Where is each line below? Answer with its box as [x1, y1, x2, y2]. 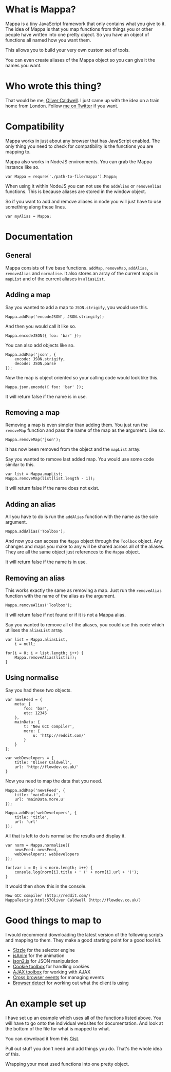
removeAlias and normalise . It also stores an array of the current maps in [5, 270, 159, 276]
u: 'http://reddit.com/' [32, 733, 86, 738]
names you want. [5, 62, 42, 68]
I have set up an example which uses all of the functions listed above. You [5, 1014, 162, 1021]
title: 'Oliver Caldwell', [14, 760, 72, 765]
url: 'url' [14, 819, 38, 825]
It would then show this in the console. [5, 883, 87, 889]
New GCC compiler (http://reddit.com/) [5, 893, 91, 898]
